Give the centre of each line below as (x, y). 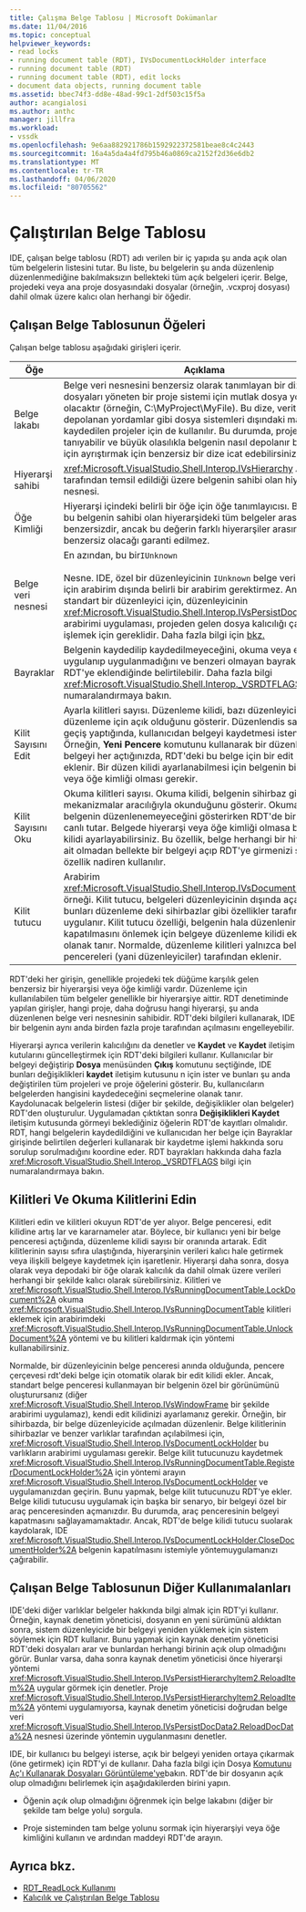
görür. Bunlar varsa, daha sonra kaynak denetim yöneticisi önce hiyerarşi (146, 1658)
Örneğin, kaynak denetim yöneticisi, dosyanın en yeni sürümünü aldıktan (146, 1619)
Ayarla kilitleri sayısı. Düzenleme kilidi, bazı (154, 710)
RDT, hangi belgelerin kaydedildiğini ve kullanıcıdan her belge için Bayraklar (151, 1132)
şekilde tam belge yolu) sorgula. (82, 1810)
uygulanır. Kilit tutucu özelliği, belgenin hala (156, 922)
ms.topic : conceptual (51, 35)
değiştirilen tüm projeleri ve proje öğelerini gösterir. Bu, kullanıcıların (137, 1084)
